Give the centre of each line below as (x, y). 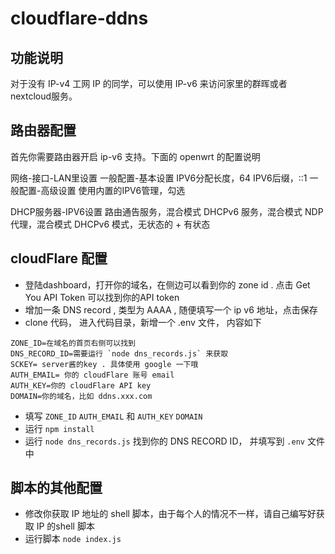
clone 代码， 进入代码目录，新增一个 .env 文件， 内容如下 (143, 322)
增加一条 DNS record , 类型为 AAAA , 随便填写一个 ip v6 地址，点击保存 (171, 309)
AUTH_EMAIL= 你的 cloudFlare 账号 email (92, 375)
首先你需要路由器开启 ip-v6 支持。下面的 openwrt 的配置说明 (135, 156)
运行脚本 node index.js (73, 539)
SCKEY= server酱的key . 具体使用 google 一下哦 (104, 364)
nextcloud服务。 (44, 96)
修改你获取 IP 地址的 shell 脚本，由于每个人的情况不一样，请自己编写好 (170, 514)
